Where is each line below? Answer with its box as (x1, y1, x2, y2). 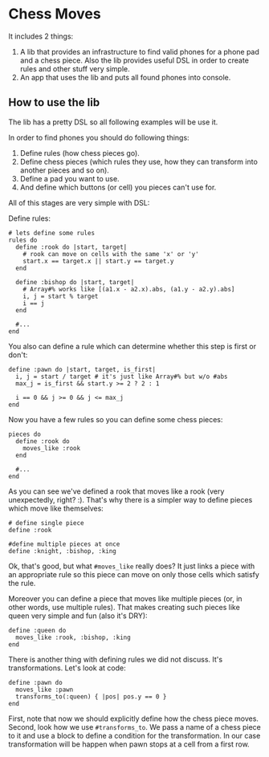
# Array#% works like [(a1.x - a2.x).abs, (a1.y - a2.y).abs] (22, 285, 235, 293)
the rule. (8, 578, 36, 588)
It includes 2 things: (8, 31, 74, 41)
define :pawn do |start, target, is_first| (8, 365, 157, 373)
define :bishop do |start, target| (15, 278, 135, 286)
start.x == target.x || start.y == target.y (22, 257, 174, 265)
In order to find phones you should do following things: (8, 132, 190, 142)
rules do (8, 236, 38, 244)
